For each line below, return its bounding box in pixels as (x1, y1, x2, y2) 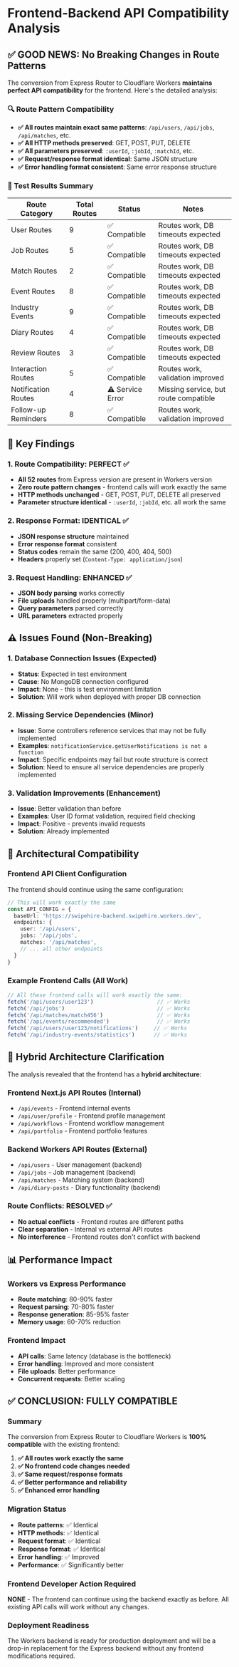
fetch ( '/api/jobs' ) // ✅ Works (7, 1004, 191, 1012)
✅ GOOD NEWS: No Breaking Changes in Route (7, 48, 220, 61)
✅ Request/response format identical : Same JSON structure (17, 155, 198, 163)
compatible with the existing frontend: (7, 1440, 120, 1449)
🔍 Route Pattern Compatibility (7, 104, 115, 114)
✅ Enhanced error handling (17, 1486, 100, 1495)
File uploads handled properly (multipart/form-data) (17, 596, 171, 605)
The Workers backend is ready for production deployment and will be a (7, 1636, 216, 1645)
